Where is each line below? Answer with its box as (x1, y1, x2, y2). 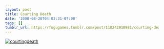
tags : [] (5, 20, 23, 26)
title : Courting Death (5, 12, 51, 16)
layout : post (5, 7, 32, 12)
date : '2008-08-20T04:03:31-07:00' (5, 16, 78, 21)
